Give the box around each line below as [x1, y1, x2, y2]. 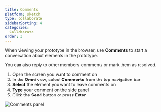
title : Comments [5, 7, 38, 12]
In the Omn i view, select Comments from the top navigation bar [12, 76, 141, 82]
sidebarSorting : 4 [5, 20, 42, 26]
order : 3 [5, 34, 23, 39]
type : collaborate [5, 16, 42, 21]
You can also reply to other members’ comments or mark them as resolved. [5, 62, 157, 68]
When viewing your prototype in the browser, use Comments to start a [5, 47, 147, 53]
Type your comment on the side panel [12, 87, 89, 93]
